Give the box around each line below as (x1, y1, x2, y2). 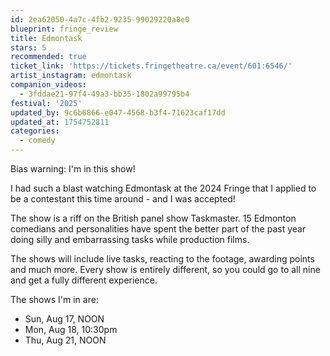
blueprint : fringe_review (10, 24, 118, 34)
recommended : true (10, 52, 87, 62)
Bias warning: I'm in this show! (10, 163, 136, 175)
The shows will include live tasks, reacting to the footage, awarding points (10, 253, 315, 265)
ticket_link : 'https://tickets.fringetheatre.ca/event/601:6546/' (10, 61, 293, 71)
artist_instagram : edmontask (10, 71, 132, 81)
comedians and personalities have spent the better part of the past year (10, 223, 307, 235)
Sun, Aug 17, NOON (24, 313, 105, 325)
